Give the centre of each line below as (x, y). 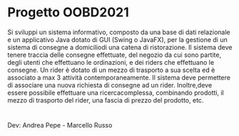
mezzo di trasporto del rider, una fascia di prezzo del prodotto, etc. (106, 100)
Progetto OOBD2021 (68, 12)
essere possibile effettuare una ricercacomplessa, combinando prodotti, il (116, 93)
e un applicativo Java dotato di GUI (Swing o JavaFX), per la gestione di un (117, 39)
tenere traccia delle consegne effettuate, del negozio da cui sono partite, (115, 55)
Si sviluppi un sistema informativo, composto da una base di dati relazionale (119, 32)
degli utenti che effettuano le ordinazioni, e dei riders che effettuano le (111, 62)
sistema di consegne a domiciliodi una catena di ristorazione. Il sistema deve (120, 47)
